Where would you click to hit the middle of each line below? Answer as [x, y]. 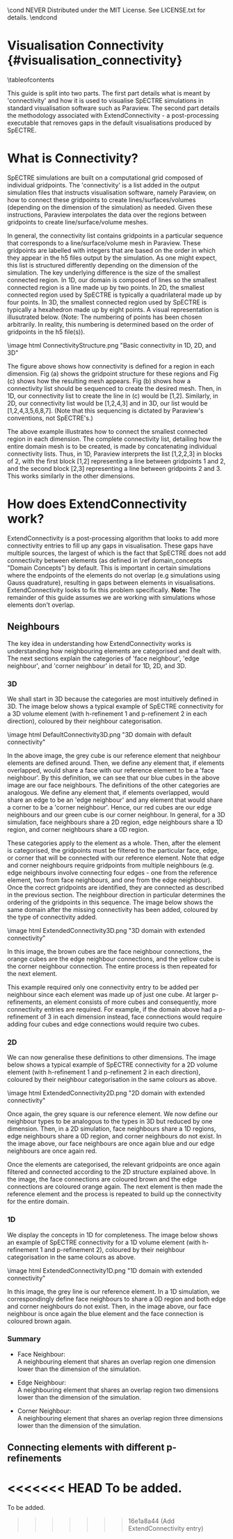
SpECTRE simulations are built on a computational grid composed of [105, 178]
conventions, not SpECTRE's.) [50, 418]
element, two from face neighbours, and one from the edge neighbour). [110, 880]
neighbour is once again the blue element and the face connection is [105, 1313]
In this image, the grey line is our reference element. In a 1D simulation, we [114, 1291]
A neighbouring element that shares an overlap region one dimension [116, 1361]
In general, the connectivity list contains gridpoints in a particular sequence [115, 235]
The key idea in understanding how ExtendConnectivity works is [99, 643]
